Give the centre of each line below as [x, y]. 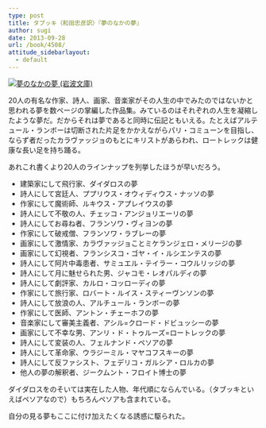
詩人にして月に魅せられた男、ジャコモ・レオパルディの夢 [113, 273]
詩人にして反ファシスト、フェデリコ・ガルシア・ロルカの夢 [117, 362]
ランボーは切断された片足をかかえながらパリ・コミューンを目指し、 [147, 130]
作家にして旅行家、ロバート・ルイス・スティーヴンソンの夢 [117, 293]
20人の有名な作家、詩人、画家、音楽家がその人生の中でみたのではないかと [131, 100]
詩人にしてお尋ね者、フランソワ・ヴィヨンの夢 [96, 223]
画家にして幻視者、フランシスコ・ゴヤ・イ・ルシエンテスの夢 [121, 253]
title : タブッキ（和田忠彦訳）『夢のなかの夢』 [75, 23]
